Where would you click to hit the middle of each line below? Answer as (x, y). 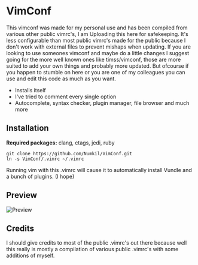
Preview (22, 195)
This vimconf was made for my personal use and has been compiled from (97, 28)
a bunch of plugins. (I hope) (40, 176)
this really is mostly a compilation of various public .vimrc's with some (92, 249)
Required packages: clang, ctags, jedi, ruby (60, 143)
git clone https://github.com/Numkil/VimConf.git (69, 153)
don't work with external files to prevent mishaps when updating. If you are (99, 47)
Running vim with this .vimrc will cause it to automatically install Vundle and (99, 170)
